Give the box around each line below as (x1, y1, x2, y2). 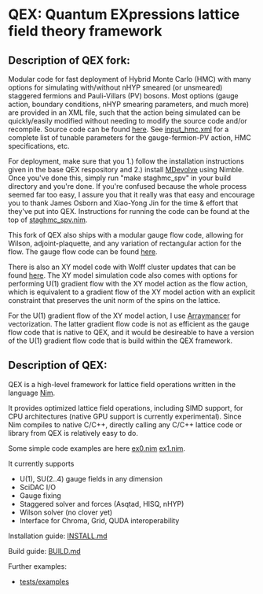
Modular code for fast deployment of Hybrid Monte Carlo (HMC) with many (8, 75, 251, 83)
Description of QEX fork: (8, 53, 131, 67)
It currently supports (8, 459, 75, 468)
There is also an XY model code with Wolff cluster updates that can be (8, 262, 236, 271)
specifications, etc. (8, 142, 70, 150)
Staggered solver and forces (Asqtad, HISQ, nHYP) (19, 499, 184, 508)
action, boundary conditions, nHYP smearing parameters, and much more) (8, 100, 250, 109)
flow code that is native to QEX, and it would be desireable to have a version (8, 328, 254, 337)
